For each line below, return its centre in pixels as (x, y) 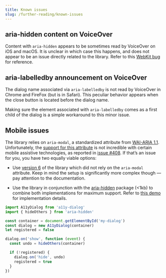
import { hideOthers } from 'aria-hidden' (50, 212)
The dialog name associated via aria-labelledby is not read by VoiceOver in (83, 90)
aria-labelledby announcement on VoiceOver (76, 77)
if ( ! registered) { (30, 253)
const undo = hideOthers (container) (47, 244)
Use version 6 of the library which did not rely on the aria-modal (78, 167)
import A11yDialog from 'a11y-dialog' (45, 207)
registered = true (33, 262)
